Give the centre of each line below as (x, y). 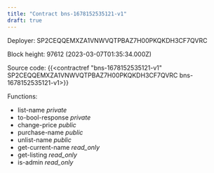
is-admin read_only (45, 162)
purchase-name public (50, 132)
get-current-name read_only (59, 147)
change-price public (47, 124)
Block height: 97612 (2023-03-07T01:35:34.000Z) (80, 54)
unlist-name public (45, 140)
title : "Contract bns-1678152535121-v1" (67, 14)
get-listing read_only (47, 155)
